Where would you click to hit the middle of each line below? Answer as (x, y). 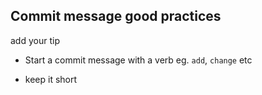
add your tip (35, 40)
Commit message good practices (116, 16)
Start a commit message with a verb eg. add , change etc (138, 60)
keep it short (51, 79)
